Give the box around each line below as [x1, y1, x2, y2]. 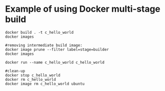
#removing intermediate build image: [5, 43, 83, 47]
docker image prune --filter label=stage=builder [5, 47, 109, 52]
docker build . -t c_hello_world [5, 30, 74, 35]
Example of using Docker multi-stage [5, 3, 161, 15]
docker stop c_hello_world [5, 72, 61, 78]
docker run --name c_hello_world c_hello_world [5, 60, 105, 65]
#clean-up [5, 68, 26, 73]
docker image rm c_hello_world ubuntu [5, 81, 85, 86]
